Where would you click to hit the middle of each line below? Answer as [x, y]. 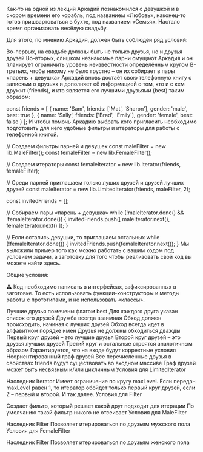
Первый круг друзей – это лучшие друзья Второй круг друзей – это [93, 337]
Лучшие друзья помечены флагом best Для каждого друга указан [92, 311]
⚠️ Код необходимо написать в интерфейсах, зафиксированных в [92, 287]
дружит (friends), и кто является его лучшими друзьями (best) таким [95, 90]
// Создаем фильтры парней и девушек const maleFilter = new [86, 146]
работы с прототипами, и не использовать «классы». [76, 300]
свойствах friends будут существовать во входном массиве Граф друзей [101, 363]
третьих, [17, 71]
